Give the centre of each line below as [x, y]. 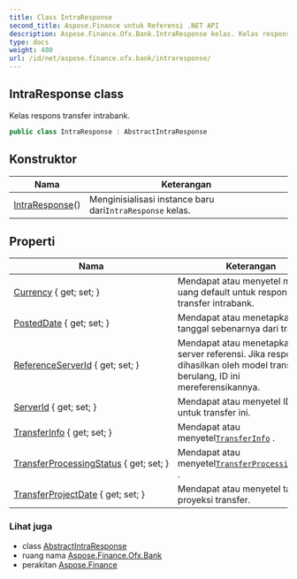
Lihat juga [31, 527]
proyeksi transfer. [214, 500]
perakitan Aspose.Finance [69, 564]
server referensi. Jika [221, 354]
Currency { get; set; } [57, 293]
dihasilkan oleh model [222, 365]
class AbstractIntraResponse [74, 545]
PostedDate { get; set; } [61, 324]
